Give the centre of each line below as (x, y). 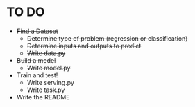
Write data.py (46, 53)
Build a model (36, 60)
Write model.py (49, 68)
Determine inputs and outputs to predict (84, 46)
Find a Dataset (37, 31)
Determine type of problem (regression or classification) (107, 38)
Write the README (43, 97)
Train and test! (37, 75)
